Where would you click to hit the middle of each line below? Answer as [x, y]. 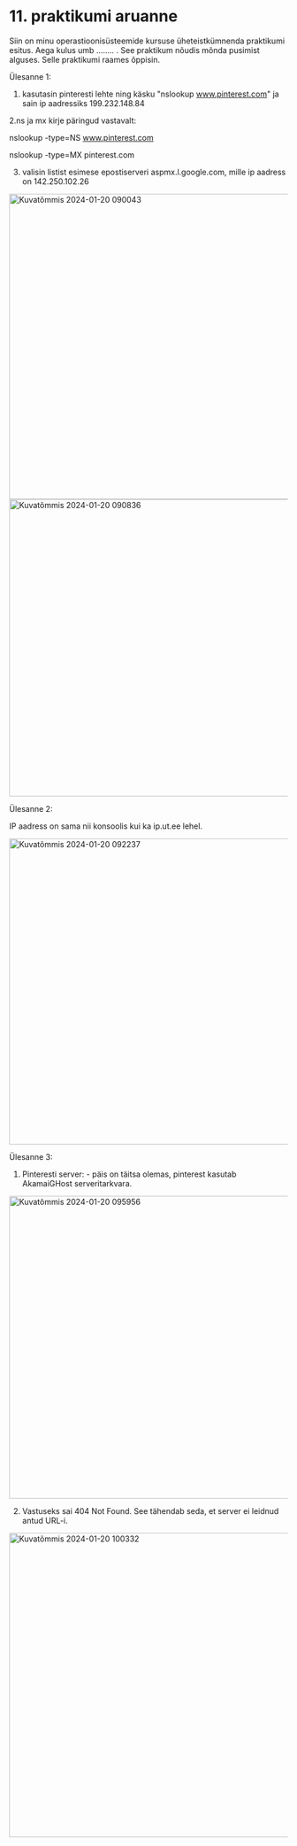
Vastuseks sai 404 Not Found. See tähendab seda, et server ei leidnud [150, 1510]
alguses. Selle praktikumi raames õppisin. [85, 59]
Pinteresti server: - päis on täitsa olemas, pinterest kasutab [129, 1174]
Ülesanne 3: [31, 1156]
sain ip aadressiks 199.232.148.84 [84, 103]
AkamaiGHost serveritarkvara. [77, 1183]
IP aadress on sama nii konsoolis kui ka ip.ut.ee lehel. [106, 826]
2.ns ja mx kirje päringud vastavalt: [73, 120]
